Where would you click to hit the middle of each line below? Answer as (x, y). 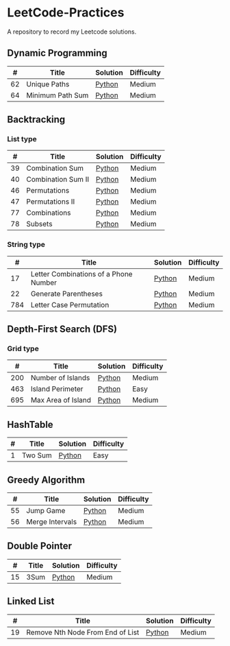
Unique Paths (48, 84)
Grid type (23, 349)
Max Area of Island (61, 400)
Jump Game (46, 511)
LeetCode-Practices (66, 13)
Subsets (39, 224)
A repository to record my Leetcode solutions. (72, 32)
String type (26, 245)
